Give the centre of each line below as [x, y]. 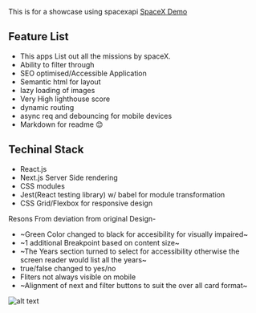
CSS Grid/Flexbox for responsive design [86, 203]
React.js [33, 169]
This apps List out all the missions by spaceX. [95, 56]
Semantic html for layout [60, 81]
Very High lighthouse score [65, 99]
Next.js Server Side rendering [69, 177]
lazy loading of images [57, 90]
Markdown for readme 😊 [61, 124]
